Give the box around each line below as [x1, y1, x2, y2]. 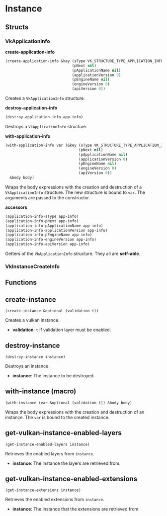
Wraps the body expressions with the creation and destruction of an [5, 409, 145, 415]
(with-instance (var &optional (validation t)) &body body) [5, 400, 133, 405]
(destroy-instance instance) [5, 354, 66, 359]
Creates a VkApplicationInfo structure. [5, 95, 85, 101]
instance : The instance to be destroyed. [12, 372, 95, 378]
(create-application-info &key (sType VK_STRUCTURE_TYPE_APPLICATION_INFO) [5, 58, 166, 64]
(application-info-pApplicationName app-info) [5, 223, 103, 228]
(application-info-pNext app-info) [5, 218, 79, 224]
